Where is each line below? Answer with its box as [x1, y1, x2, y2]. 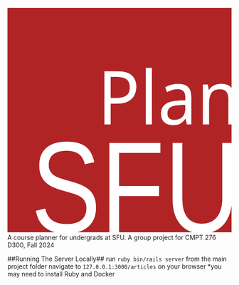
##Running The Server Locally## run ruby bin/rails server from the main [7, 254, 228, 263]
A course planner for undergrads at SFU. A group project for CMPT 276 [7, 233, 217, 242]
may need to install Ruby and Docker [7, 270, 115, 278]
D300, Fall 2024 [7, 241, 55, 249]
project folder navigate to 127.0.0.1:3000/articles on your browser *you [7, 262, 222, 271]
